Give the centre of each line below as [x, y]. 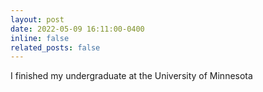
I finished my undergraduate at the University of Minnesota [131, 76]
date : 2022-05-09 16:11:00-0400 [77, 29]
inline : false [40, 38]
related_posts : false [55, 47]
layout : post [37, 19]
